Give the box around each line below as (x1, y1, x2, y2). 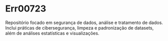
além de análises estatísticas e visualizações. (5, 30, 99, 36)
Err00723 (5, 3, 46, 14)
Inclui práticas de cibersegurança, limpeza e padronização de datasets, (5, 24, 154, 30)
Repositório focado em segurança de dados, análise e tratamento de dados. (5, 19, 163, 25)
